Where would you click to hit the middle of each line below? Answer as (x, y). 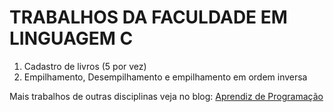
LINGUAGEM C (71, 38)
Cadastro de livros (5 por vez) (85, 66)
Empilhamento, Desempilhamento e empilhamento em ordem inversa (165, 77)
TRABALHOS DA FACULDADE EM (148, 17)
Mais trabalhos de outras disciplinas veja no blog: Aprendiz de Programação (166, 96)
